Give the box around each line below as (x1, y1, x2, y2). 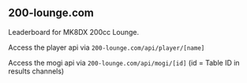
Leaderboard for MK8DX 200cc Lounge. (8, 27, 140, 36)
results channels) (8, 66, 65, 76)
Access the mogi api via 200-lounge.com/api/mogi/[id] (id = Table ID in (8, 58, 240, 67)
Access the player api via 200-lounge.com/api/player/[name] (8, 43, 205, 52)
